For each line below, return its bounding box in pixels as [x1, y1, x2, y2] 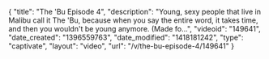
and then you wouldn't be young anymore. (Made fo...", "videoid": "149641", [8, 24, 261, 33]
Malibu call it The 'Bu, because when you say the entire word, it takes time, [8, 15, 258, 25]
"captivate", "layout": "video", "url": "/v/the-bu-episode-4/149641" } [8, 41, 235, 51]
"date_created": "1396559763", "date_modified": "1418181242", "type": [8, 32, 244, 42]
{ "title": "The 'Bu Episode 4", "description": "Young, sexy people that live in [8, 7, 262, 16]
